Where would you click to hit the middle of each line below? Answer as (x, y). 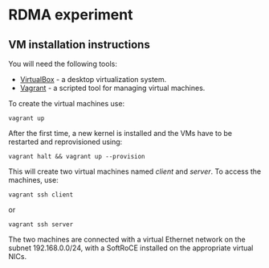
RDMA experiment (71, 15)
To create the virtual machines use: (67, 103)
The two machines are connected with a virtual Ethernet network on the (127, 239)
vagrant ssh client (41, 195)
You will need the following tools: (63, 64)
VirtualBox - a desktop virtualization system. (93, 79)
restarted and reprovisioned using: (65, 142)
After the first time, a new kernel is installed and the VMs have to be (120, 133)
